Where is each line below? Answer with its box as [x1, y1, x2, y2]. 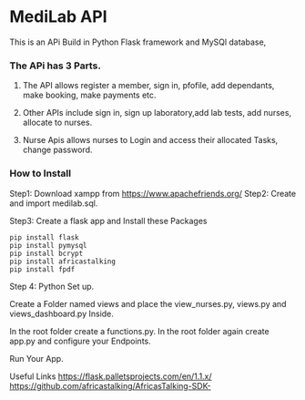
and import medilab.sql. [9, 198, 98, 209]
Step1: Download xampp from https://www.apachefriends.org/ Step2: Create [9, 188, 297, 199]
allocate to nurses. [22, 117, 93, 128]
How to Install [9, 167, 71, 179]
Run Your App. [9, 353, 64, 364]
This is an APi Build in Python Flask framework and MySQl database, [9, 36, 267, 47]
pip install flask [9, 232, 79, 242]
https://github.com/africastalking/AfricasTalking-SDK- [9, 380, 211, 391]
